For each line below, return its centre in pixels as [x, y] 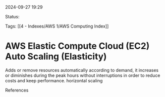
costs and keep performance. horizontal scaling [54, 80]
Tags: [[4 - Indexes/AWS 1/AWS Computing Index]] [57, 26]
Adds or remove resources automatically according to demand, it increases [82, 70]
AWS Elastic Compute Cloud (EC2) [77, 46]
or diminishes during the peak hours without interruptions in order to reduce [83, 75]
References [17, 90]
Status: [12, 16]
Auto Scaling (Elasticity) [56, 57]
